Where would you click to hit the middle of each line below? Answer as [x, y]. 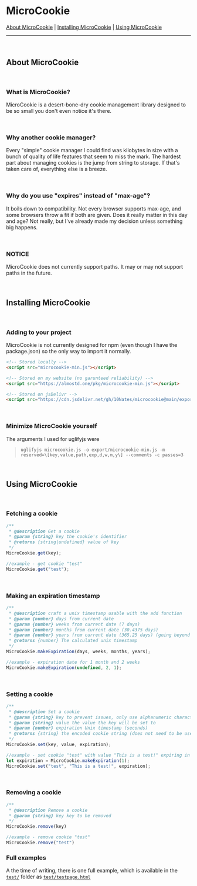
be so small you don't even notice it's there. [59, 111]
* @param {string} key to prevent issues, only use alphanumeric [90, 717]
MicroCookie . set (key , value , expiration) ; [59, 745]
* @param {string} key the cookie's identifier [68, 537]
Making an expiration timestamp [53, 596]
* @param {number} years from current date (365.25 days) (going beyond [99, 635]
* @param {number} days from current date [61, 618]
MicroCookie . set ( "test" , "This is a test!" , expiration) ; [78, 766]
